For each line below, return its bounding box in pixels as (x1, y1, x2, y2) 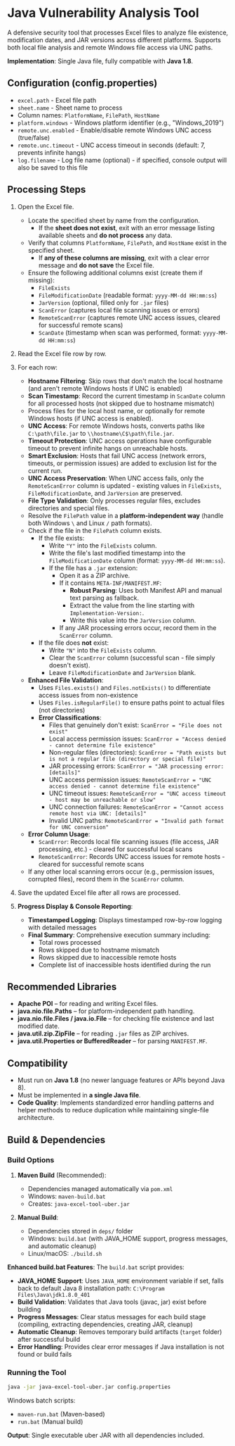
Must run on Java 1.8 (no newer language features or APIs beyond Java (17, 1076, 225, 1085)
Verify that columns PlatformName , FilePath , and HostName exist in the (27, 238, 227, 247)
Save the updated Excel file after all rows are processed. (17, 888, 181, 897)
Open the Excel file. (17, 202, 74, 210)
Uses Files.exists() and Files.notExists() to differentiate (38, 683, 211, 691)
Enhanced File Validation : (27, 676, 104, 684)
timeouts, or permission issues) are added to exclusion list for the (27, 459, 217, 467)
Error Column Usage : (27, 829, 90, 838)
